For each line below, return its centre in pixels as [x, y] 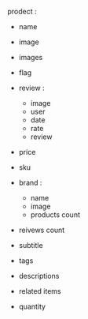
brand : [30, 182]
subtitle [31, 245]
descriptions [39, 276]
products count [55, 215]
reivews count [42, 230]
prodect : [22, 11]
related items [40, 291]
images [31, 57]
